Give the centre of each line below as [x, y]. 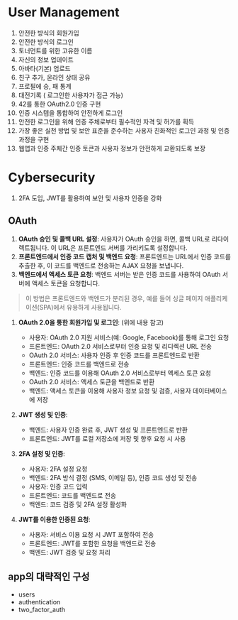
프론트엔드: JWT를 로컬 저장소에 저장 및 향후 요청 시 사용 [107, 438]
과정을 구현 [34, 139]
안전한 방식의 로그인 [46, 42]
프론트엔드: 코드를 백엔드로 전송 [72, 495]
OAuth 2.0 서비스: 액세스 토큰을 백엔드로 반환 [92, 381]
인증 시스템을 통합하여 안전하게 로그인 [70, 113]
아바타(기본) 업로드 [44, 68]
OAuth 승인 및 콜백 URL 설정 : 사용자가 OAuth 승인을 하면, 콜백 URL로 [114, 239]
